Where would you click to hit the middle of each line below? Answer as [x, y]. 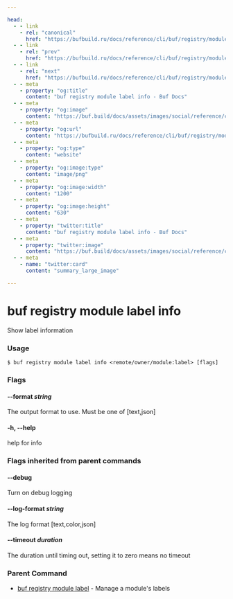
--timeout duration [35, 540]
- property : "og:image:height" [65, 206]
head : [15, 19]
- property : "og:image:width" [63, 187]
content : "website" [53, 155]
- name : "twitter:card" [54, 265]
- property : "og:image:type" [62, 168]
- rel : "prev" [40, 52]
